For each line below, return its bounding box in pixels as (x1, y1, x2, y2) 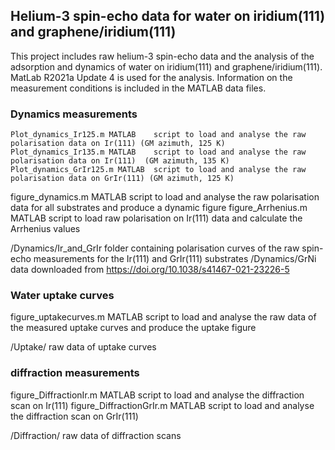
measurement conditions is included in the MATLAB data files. (10, 82, 267, 94)
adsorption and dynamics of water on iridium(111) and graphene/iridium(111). (10, 60, 323, 73)
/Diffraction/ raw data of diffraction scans (10, 429, 182, 441)
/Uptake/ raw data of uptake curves (10, 341, 157, 353)
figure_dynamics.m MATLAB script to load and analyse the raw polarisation (10, 191, 320, 203)
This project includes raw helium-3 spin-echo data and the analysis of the (10, 50, 315, 62)
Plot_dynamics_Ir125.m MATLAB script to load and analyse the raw (10, 130, 307, 140)
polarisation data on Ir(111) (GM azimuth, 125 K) (10, 139, 226, 149)
